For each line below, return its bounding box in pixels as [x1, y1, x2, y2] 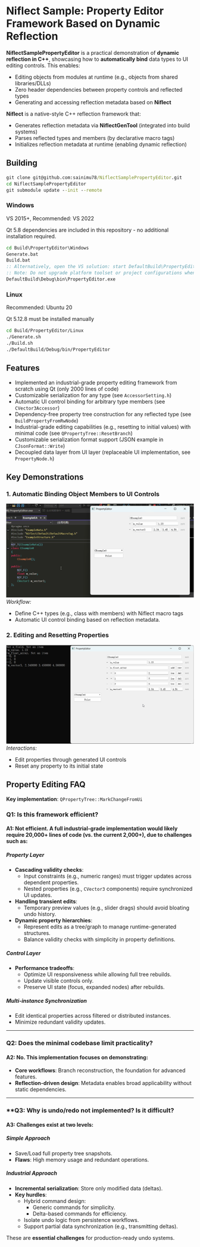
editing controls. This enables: [6, 61, 80, 69]
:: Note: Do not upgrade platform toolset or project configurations [6, 270, 183, 276]
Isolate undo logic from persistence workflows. [23, 1216, 139, 1223]
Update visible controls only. [23, 977, 94, 984]
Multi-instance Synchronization [6, 997, 87, 1004]
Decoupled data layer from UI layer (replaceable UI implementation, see [14, 448, 190, 456]
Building [6, 158, 37, 168]
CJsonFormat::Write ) [14, 442, 65, 449]
